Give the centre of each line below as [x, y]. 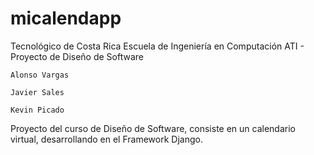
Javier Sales [37, 92]
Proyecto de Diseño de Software [77, 56]
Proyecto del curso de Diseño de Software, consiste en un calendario [153, 128]
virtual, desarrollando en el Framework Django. [106, 139]
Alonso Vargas [40, 75]
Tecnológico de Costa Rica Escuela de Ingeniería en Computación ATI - [157, 46]
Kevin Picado [37, 110]
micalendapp [66, 18]
